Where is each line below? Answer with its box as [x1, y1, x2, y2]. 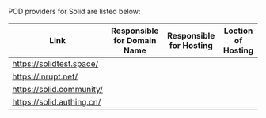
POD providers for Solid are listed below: [8, 7, 141, 16]
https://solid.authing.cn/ [12, 97, 101, 107]
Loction [223, 25, 253, 36]
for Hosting [169, 40, 214, 50]
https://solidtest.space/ [12, 58, 99, 69]
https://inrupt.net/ [12, 71, 78, 82]
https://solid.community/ [12, 84, 103, 94]
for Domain [113, 35, 157, 46]
